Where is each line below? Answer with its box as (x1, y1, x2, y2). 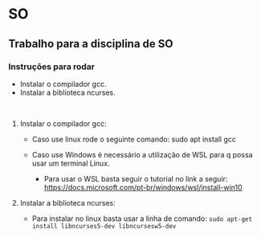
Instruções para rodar (8, 61, 95, 72)
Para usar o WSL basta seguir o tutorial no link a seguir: (43, 174, 228, 183)
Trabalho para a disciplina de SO (8, 37, 174, 51)
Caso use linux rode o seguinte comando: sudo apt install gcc (31, 134, 237, 144)
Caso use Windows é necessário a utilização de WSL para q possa (31, 149, 253, 159)
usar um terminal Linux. (31, 158, 110, 168)
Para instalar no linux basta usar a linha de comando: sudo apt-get (31, 214, 253, 223)
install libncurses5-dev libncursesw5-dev (31, 222, 177, 230)
